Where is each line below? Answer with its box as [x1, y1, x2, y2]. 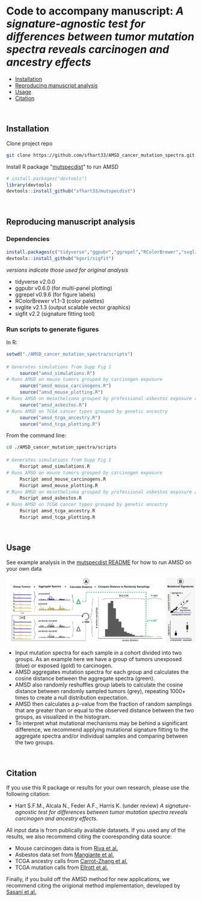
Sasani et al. [6, 888, 37, 896]
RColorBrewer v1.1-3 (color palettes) [14, 297, 105, 304]
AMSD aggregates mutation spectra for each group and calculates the [14, 668, 189, 676]
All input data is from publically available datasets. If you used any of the [6, 826, 186, 834]
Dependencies [6, 234, 50, 243]
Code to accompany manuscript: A [6, 4, 184, 18]
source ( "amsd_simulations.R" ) [19, 370, 96, 376]
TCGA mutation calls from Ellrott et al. [14, 864, 108, 871]
